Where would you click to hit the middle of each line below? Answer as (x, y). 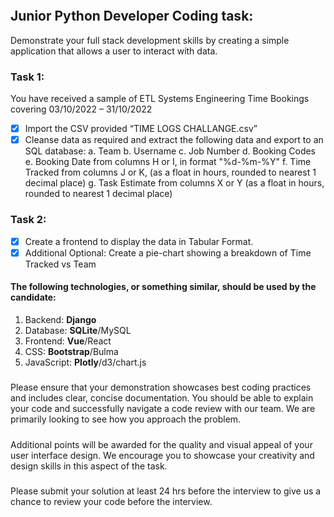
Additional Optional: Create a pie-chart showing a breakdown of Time (168, 252)
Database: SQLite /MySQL (78, 330)
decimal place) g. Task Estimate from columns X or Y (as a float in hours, (174, 183)
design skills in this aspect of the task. (89, 466)
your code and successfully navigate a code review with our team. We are (163, 409)
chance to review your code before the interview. (111, 501)
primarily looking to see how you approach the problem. (126, 419)
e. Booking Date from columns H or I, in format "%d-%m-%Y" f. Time (168, 162)
